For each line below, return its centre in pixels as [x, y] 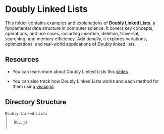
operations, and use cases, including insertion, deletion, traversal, [72, 33]
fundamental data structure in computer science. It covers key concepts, [79, 28]
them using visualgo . [34, 86]
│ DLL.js [16, 122]
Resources [22, 60]
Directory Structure [36, 102]
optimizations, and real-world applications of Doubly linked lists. [71, 44]
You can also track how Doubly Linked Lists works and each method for [85, 81]
